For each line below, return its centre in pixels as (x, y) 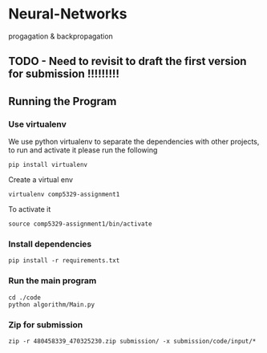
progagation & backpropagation (61, 36)
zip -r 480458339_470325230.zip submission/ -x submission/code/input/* (132, 341)
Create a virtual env (41, 180)
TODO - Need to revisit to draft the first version (127, 61)
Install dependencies (50, 244)
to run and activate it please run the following (83, 150)
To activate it (30, 209)
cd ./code (25, 298)
